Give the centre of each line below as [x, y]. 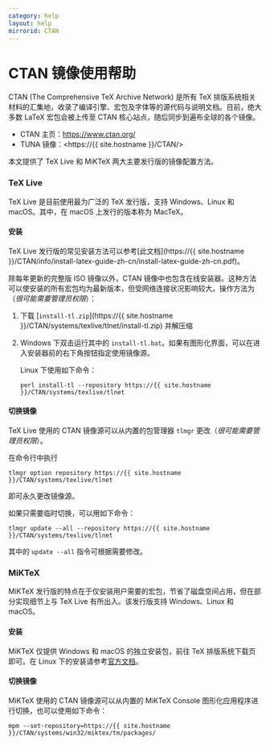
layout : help [30, 23]
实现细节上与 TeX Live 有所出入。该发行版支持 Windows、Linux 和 [125, 601]
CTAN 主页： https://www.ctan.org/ [78, 135]
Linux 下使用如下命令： [58, 370]
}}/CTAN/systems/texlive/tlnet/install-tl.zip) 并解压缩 [106, 325]
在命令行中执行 [33, 458]
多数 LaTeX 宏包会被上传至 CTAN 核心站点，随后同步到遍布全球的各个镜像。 [134, 117]
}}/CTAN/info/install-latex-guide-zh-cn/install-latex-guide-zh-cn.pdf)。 [127, 261]
